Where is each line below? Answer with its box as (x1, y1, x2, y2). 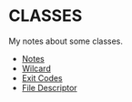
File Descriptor (21, 82, 78, 93)
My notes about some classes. (8, 36, 124, 46)
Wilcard (21, 63, 51, 74)
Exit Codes (21, 72, 63, 83)
